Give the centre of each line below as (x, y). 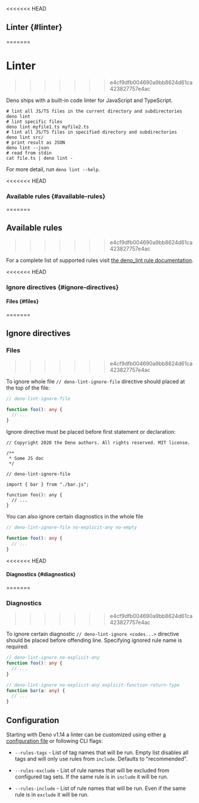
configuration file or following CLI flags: (55, 741)
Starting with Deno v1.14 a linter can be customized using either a (86, 734)
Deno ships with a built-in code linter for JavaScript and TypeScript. (89, 100)
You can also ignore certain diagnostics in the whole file (75, 517)
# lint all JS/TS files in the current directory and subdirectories (94, 111)
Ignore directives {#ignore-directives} (63, 287)
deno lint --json (28, 148)
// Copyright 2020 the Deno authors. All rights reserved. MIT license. (98, 443)
